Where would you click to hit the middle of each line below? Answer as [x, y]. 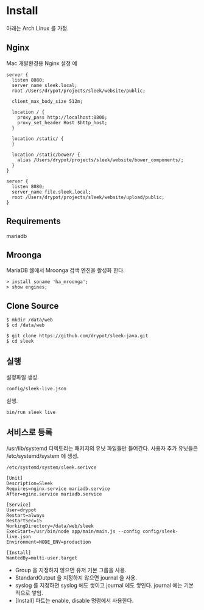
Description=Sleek [30, 483]
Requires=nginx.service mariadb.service [58, 489]
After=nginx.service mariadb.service [54, 494]
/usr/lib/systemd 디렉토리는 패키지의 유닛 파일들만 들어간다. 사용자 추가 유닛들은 [102, 448]
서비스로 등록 [30, 433]
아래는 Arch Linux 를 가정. [37, 28]
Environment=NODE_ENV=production [49, 542]
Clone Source [33, 306]
